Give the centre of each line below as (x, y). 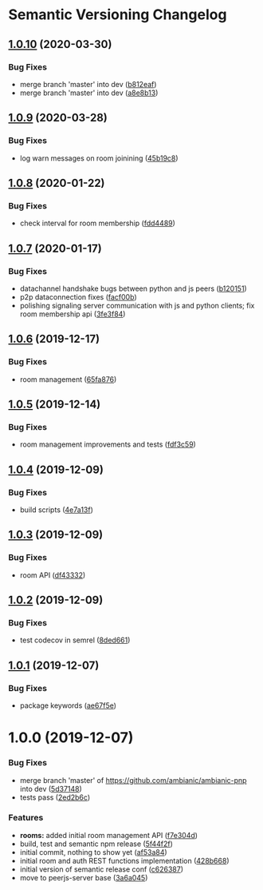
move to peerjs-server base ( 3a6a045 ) (84, 877)
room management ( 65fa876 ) (68, 379)
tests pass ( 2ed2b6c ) (55, 797)
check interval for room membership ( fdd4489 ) (97, 223)
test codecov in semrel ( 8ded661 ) (75, 640)
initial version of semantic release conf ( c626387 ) (102, 869)
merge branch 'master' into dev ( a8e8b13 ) (89, 93)
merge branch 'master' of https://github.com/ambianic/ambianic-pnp (133, 780)
